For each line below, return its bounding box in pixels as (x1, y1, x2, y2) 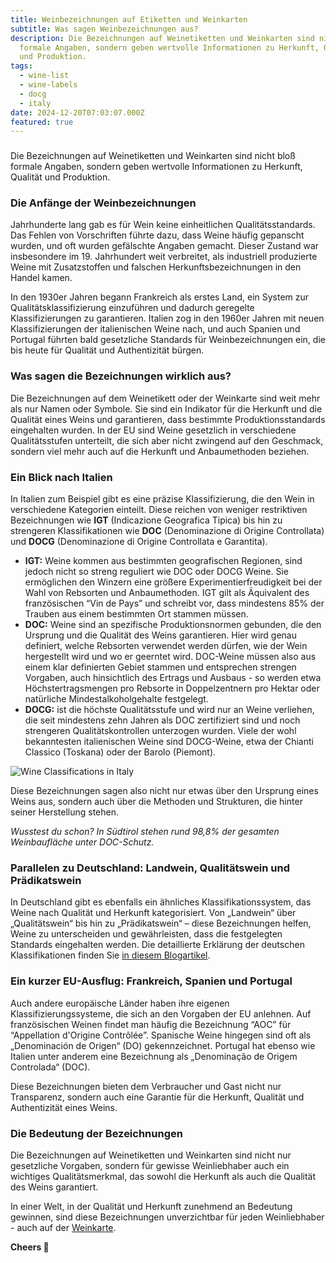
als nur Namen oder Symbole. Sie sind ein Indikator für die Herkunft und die (10, 402, 323, 415)
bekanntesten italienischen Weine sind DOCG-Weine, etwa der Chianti (24, 736, 314, 748)
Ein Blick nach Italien (10, 470, 113, 484)
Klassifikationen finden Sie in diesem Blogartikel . (10, 949, 211, 961)
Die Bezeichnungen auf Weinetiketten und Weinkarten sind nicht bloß (10, 150, 296, 162)
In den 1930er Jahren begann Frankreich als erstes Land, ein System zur (10, 291, 310, 303)
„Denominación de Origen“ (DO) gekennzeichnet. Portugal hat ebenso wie (10, 1039, 316, 1051)
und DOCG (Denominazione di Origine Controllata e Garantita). (10, 536, 268, 548)
